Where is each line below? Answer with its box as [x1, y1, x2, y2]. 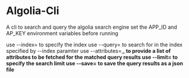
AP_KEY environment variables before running [6, 29, 119, 36]
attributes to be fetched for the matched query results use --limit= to [6, 53, 178, 60]
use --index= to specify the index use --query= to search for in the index [6, 41, 183, 48]
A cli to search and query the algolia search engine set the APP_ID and [6, 23, 178, 30]
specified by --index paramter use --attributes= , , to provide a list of [6, 47, 171, 54]
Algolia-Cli [6, 4, 59, 18]
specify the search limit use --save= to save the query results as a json [6, 60, 184, 67]
